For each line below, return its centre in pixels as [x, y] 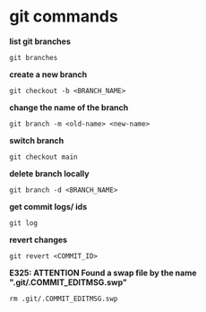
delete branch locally [49, 173]
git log [24, 223]
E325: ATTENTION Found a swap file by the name [103, 273]
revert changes [39, 239]
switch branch [37, 140]
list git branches [40, 41]
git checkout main [43, 157]
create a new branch [48, 74]
